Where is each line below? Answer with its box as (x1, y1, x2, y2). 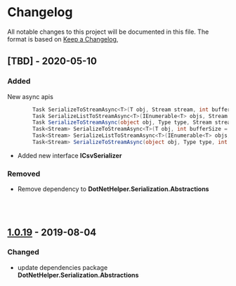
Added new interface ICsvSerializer (17, 151, 122, 160)
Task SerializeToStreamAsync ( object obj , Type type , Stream (32, 119, 212, 126)
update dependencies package (17, 263, 108, 271)
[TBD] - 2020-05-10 (7, 56, 97, 67)
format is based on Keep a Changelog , (7, 34, 119, 43)
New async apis (7, 92, 54, 100)
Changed (7, 247, 40, 257)
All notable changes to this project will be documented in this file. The (7, 27, 209, 36)
